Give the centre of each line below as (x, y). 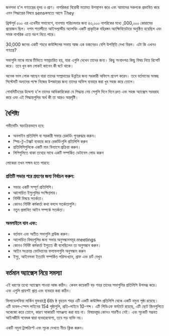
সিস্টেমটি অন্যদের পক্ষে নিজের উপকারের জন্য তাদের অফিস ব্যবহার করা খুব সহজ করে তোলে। (71, 82)
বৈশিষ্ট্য (13, 114)
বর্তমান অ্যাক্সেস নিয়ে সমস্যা (34, 273)
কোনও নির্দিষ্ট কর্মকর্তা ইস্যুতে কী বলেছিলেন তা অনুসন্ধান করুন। (57, 245)
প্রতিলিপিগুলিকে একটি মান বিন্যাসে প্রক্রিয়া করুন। (47, 147)
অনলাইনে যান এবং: (22, 223)
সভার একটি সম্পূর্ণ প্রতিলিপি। (33, 187)
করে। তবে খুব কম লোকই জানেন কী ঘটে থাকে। (40, 66)
